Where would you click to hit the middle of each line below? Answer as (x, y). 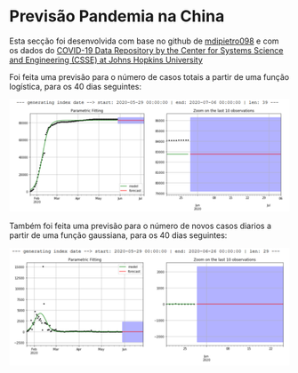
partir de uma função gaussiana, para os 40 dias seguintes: (118, 235)
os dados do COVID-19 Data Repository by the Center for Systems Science (146, 50)
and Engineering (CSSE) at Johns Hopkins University (106, 60)
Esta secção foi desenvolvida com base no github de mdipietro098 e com (144, 41)
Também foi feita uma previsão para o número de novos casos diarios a (141, 226)
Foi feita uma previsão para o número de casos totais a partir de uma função (149, 76)
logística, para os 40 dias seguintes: (76, 86)
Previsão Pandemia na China (117, 16)
